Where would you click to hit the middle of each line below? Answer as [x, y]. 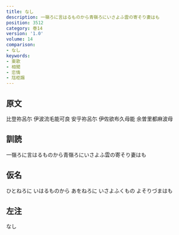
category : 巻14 [24, 28]
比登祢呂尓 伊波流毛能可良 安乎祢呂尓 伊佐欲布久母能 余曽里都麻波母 [89, 119]
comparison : [21, 45]
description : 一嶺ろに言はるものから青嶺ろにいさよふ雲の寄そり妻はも [83, 17]
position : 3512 [25, 23]
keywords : [18, 56]
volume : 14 [20, 39]
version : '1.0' [25, 34]
